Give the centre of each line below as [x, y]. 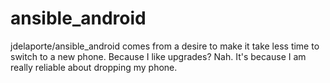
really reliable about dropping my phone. [94, 67]
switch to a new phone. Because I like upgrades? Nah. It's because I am [158, 56]
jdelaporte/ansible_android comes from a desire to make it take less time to [165, 46]
